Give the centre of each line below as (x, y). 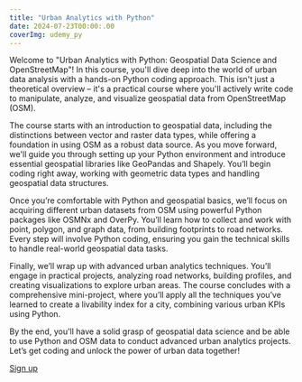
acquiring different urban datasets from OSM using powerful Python (136, 210)
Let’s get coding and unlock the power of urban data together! (125, 351)
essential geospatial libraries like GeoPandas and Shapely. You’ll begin (140, 164)
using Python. (35, 314)
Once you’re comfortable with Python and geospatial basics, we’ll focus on (148, 200)
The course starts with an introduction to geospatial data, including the (141, 126)
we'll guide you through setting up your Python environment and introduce (147, 154)
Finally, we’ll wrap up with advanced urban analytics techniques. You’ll (140, 266)
